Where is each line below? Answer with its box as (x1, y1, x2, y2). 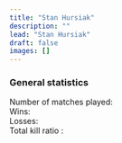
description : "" (9, 22, 70, 31)
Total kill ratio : (9, 125, 64, 136)
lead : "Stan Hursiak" (9, 30, 91, 39)
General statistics (9, 76, 89, 89)
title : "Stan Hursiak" (9, 13, 95, 22)
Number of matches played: (9, 96, 113, 108)
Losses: (9, 116, 39, 127)
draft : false (9, 38, 59, 48)
